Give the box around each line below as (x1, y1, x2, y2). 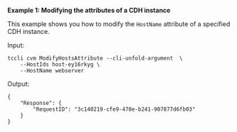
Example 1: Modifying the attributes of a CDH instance (7, 6, 171, 14)
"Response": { (20, 99, 62, 106)
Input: (7, 41, 25, 49)
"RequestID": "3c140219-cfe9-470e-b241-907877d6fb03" (33, 106, 196, 113)
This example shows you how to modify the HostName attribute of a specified (7, 20, 231, 28)
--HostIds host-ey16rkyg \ (20, 61, 100, 68)
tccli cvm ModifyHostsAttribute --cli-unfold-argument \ (7, 55, 183, 62)
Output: (7, 79, 30, 88)
